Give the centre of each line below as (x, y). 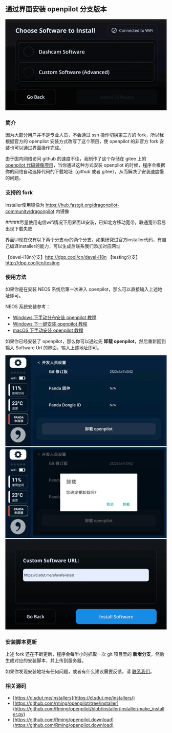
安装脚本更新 (21, 642)
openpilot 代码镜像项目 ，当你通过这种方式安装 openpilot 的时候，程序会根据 (85, 165)
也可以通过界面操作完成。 (37, 148)
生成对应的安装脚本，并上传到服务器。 (46, 660)
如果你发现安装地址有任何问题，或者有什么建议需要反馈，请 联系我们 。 (80, 672)
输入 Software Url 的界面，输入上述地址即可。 (53, 347)
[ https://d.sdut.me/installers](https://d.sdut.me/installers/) (74, 698)
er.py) (19, 714)
